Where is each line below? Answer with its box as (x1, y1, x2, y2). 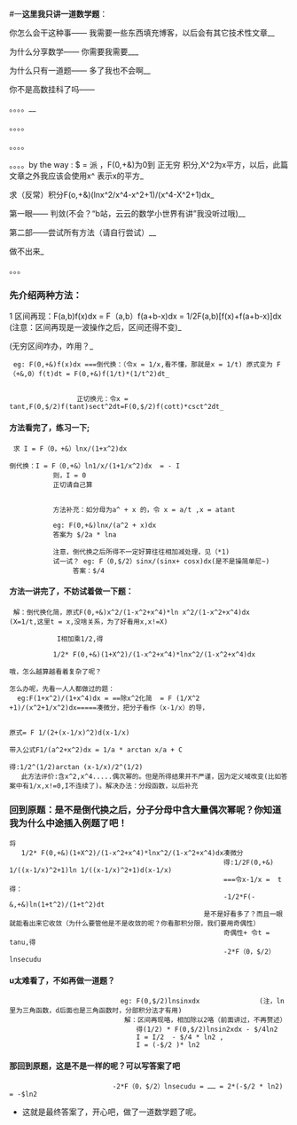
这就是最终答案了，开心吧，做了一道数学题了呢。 (21, 1106, 201, 1117)
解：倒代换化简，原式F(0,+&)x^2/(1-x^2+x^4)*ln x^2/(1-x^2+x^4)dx (12, 608, 250, 617)
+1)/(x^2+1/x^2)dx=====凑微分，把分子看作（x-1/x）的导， (9, 703, 209, 712)
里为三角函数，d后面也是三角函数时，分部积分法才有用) (9, 1006, 183, 1015)
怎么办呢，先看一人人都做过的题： (9, 684, 115, 693)
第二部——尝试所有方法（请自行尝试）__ (9, 227, 157, 238)
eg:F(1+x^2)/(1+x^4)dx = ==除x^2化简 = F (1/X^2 (17, 694, 200, 703)
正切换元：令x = (76, 395, 129, 404)
